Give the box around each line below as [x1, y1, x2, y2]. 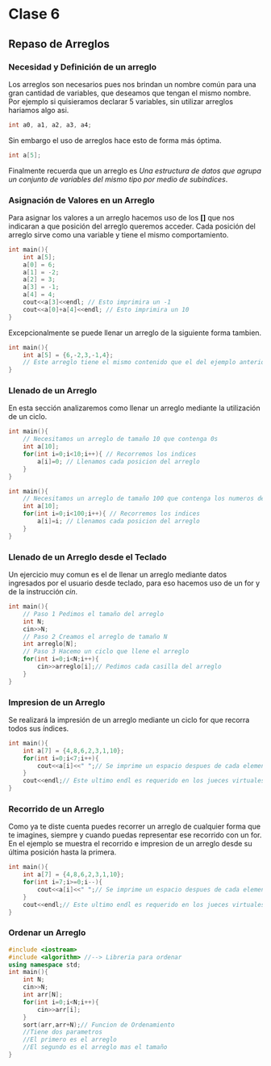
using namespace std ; [8, 960, 81, 969]
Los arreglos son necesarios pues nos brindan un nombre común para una [8, 79, 256, 89]
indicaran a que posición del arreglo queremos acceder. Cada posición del [8, 221, 256, 231]
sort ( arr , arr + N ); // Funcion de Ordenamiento [23, 1021, 175, 1029]
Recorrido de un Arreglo [8, 803, 105, 814]
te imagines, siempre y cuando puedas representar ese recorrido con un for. [8, 830, 262, 840]
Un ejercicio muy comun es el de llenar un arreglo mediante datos [8, 570, 227, 580]
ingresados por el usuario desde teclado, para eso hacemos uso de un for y [8, 578, 261, 588]
